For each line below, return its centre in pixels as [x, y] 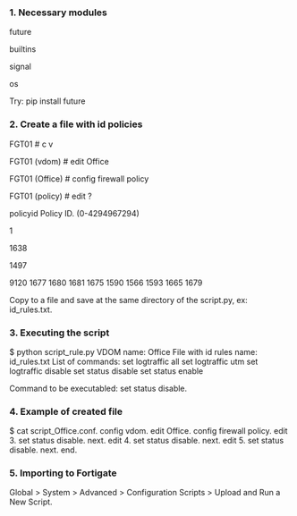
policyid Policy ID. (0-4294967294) [75, 213]
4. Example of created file [66, 411]
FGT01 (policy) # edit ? [51, 196]
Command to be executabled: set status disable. [98, 388]
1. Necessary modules [58, 13]
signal [20, 67]
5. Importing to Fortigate [64, 473]
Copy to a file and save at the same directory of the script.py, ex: [128, 300]
